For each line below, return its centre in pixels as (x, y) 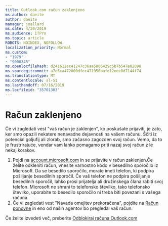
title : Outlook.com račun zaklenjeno (45, 10)
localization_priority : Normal (38, 48)
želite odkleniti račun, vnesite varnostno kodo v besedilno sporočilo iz (85, 165)
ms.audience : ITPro (26, 33)
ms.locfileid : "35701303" (32, 90)
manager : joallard (25, 24)
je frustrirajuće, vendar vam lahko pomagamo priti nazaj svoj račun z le (79, 145)
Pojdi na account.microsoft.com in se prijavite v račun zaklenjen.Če (83, 160)
